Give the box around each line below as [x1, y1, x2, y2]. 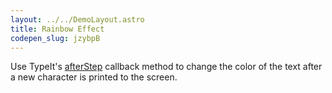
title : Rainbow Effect [10, 24, 105, 34]
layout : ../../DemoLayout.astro [10, 14, 145, 25]
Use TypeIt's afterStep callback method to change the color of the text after [10, 61, 323, 73]
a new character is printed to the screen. [10, 71, 178, 83]
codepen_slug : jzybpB [10, 33, 101, 43]
